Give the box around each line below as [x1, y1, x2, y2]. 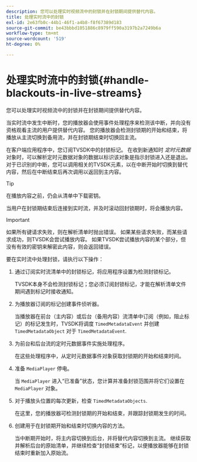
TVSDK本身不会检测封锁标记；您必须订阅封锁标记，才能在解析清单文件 [14, 280, 186, 288]
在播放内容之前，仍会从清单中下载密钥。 [6, 192, 104, 199]
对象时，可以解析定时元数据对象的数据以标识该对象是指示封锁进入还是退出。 [6, 153, 191, 160]
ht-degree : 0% [6, 42, 41, 48]
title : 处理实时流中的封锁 [6, 14, 64, 20]
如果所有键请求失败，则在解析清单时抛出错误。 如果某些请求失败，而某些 [6, 228, 182, 235]
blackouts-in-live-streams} [6, 86, 142, 100]
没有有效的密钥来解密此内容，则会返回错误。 [6, 243, 114, 250]
